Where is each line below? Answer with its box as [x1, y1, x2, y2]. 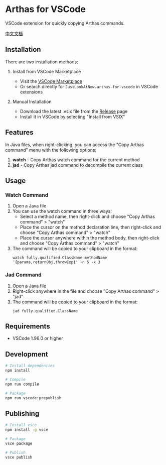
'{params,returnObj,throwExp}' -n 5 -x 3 [12, 260, 100, 265]
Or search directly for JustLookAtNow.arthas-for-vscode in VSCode [20, 83, 158, 89]
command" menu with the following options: [5, 147, 97, 153]
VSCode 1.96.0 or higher [12, 335, 64, 341]
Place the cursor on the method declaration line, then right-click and [20, 224, 161, 230]
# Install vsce [5, 423, 37, 428]
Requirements [5, 322, 50, 330]
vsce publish [5, 454, 33, 460]
